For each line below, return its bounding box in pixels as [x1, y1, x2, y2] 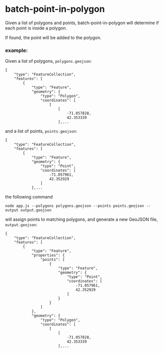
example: [5, 47, 28, 54]
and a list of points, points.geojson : [5, 128, 77, 134]
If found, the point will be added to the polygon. [5, 35, 102, 40]
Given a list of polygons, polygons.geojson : [5, 58, 92, 64]
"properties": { [31, 253, 65, 258]
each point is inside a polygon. [5, 25, 67, 31]
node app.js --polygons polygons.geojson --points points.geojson [5, 203, 144, 208]
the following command [5, 194, 53, 200]
